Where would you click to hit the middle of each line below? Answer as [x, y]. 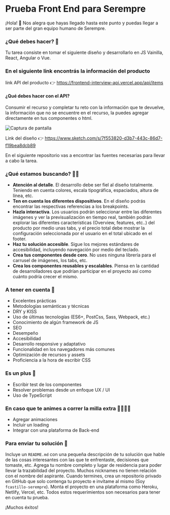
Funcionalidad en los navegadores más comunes [64, 349]
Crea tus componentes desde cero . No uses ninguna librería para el [84, 255]
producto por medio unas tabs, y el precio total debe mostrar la [79, 228]
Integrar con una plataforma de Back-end [56, 430]
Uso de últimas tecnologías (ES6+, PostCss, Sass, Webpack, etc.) [81, 317]
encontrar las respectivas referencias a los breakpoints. [71, 207]
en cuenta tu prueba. [27, 498]
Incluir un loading [31, 425]
